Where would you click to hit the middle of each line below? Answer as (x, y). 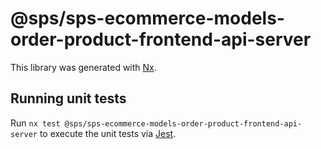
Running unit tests (68, 98)
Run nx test (35, 123)
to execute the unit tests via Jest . (108, 133)
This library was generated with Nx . (83, 67)
